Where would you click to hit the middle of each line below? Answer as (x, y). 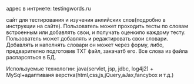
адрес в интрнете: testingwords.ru (48, 9)
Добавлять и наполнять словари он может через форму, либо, (85, 45)
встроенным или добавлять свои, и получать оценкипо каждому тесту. (96, 32)
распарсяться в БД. (31, 57)
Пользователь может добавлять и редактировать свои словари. (87, 38)
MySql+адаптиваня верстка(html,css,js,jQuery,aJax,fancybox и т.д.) (90, 75)
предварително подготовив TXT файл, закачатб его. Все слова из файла (97, 51)
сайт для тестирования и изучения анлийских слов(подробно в (86, 20)
